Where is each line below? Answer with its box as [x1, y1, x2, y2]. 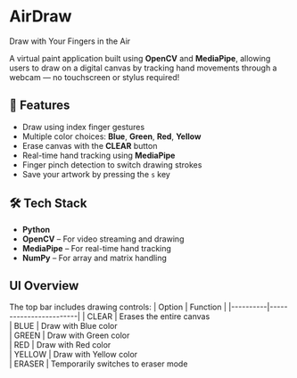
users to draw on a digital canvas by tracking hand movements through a [9, 62, 277, 73]
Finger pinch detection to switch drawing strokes [21, 159, 202, 170]
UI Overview [9, 278, 79, 293]
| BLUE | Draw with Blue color [9, 321, 118, 332]
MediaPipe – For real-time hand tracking [21, 242, 172, 253]
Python [21, 224, 51, 234]
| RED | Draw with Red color [9, 340, 111, 350]
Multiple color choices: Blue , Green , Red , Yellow [21, 131, 202, 142]
